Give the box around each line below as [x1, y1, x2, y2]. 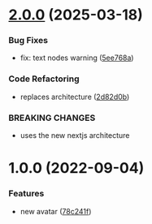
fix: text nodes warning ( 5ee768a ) [20, 53, 134, 62]
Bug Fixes [8, 35, 49, 46]
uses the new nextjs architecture [20, 131, 130, 140]
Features [8, 188, 45, 200]
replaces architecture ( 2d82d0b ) [20, 92, 130, 101]
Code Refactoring [8, 73, 80, 84]
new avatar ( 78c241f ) [20, 206, 92, 216]
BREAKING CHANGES [8, 112, 96, 123]
